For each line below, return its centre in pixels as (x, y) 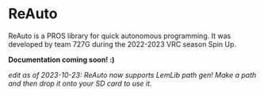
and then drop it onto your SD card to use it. (80, 83)
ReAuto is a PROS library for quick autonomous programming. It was (120, 36)
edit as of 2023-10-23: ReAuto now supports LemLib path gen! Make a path (132, 75)
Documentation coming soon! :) (61, 60)
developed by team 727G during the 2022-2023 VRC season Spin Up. (122, 44)
